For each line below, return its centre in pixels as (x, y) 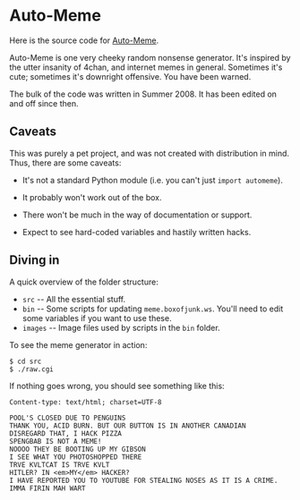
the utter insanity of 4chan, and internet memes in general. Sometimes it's (146, 67)
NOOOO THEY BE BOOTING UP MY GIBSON (77, 449)
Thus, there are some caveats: (65, 163)
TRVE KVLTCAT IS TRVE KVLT (60, 465)
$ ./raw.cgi (31, 369)
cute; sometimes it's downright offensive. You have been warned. (130, 76)
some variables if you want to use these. (97, 318)
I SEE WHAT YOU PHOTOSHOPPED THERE (76, 457)
